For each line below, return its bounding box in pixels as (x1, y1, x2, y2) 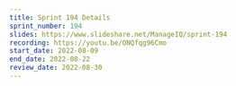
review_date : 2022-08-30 (9, 64, 103, 73)
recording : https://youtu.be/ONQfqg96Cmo (9, 38, 168, 47)
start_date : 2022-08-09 (9, 47, 99, 56)
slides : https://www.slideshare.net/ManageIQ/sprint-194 (9, 30, 228, 39)
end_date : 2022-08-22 (9, 55, 91, 64)
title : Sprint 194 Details (9, 13, 111, 22)
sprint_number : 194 (9, 21, 83, 30)
